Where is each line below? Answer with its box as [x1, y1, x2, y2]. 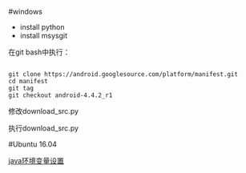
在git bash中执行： [8, 47, 71, 57]
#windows [8, 7, 42, 16]
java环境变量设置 [8, 156, 64, 165]
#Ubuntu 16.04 [8, 139, 58, 149]
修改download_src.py [8, 107, 79, 115]
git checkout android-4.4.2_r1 [8, 91, 113, 99]
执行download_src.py [8, 123, 79, 133]
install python [19, 22, 65, 31]
